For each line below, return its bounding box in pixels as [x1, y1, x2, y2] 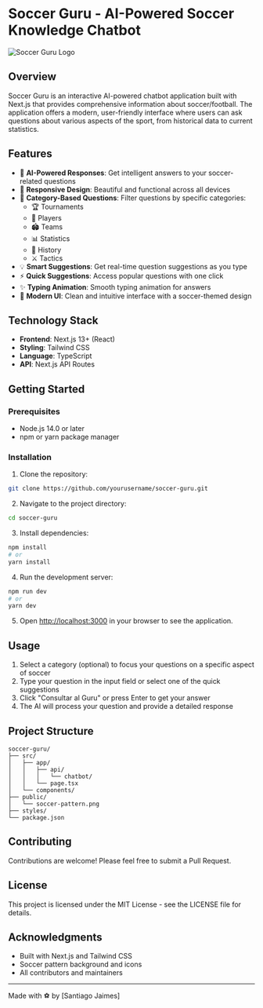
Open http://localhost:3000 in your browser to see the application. [19, 616, 233, 626]
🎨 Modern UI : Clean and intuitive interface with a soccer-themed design [19, 291, 252, 301]
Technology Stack [8, 313, 99, 327]
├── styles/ [8, 806, 47, 815]
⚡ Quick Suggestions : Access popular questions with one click [19, 271, 224, 280]
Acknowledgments [8, 931, 103, 944]
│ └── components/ [8, 786, 76, 794]
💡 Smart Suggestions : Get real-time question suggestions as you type [19, 261, 248, 271]
